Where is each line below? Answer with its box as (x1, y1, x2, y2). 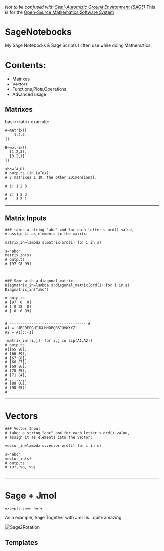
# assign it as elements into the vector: (5, 435, 93, 440)
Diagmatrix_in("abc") (5, 287, 49, 292)
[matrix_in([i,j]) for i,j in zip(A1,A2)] (5, 338, 93, 343)
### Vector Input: (5, 426, 42, 431)
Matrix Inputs (5, 214, 47, 223)
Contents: (5, 60, 46, 71)
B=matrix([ (5, 145, 27, 150)
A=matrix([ (5, 128, 27, 133)
